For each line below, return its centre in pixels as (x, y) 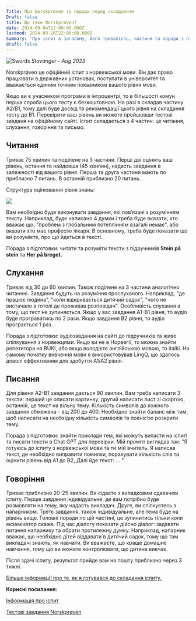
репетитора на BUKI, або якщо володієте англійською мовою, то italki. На (98, 348)
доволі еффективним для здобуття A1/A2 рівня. (65, 360)
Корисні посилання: (32, 589)
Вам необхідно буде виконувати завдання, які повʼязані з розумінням (93, 212)
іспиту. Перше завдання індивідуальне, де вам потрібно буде (83, 499)
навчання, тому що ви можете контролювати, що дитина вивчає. (87, 549)
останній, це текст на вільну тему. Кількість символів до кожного (87, 405)
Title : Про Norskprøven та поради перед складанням (70, 11)
